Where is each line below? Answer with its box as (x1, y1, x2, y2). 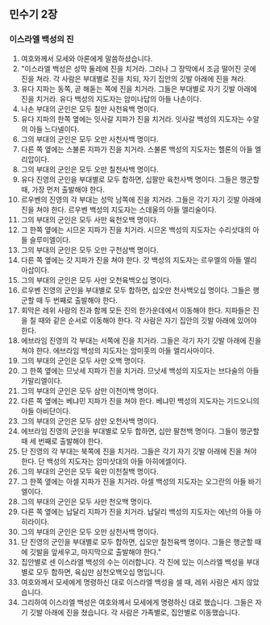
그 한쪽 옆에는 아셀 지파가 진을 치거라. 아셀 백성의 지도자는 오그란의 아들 (20, 476, 247, 486)
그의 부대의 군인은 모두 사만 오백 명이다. (20, 355, 146, 365)
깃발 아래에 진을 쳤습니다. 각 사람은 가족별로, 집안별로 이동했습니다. (29, 607, 240, 617)
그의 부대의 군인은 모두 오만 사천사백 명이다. (20, 134, 160, 143)
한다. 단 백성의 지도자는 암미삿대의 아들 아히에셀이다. (20, 456, 187, 466)
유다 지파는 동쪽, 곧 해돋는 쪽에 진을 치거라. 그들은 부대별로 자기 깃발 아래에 (20, 84, 257, 93)
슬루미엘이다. (29, 234, 71, 244)
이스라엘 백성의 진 (9, 34, 75, 45)
